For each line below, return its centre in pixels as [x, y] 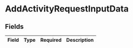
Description [80, 40]
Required [51, 40]
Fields [15, 27]
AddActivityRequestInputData [67, 9]
